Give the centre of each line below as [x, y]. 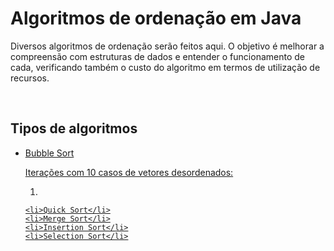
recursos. [30, 78]
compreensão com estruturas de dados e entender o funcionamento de [157, 56]
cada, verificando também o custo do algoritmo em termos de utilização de [165, 67]
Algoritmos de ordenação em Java [156, 18]
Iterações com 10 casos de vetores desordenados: [129, 172]
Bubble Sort [49, 153]
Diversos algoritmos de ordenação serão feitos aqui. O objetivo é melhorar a [167, 46]
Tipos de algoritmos [74, 128]
